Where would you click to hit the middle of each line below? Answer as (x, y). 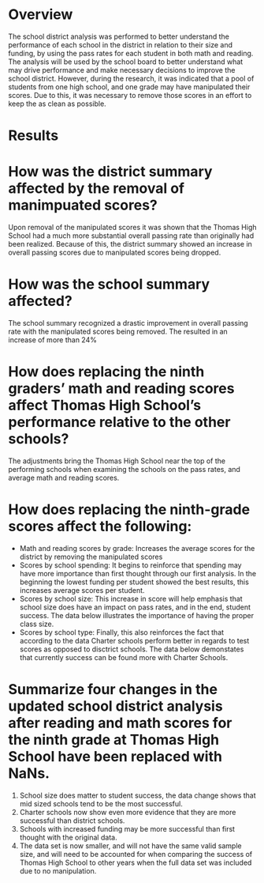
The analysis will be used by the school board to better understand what (126, 62)
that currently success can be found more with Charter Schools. (124, 657)
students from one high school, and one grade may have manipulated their (129, 87)
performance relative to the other (119, 423)
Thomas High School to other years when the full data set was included (136, 862)
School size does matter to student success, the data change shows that (138, 795)
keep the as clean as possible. (57, 104)
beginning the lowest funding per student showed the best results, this (134, 582)
